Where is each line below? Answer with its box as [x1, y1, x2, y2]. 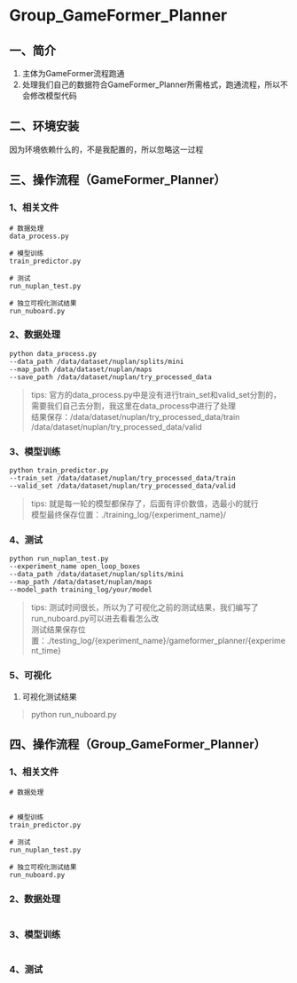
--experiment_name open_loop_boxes [9, 562, 141, 571]
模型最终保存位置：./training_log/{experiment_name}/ [30, 510, 227, 520]
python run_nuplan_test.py [9, 554, 109, 564]
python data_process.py [9, 349, 98, 358]
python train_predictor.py [9, 466, 109, 475]
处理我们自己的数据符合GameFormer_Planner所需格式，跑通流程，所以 [21, 79, 281, 90]
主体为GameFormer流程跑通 [21, 68, 125, 78]
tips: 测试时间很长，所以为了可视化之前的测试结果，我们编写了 [30, 602, 259, 613]
